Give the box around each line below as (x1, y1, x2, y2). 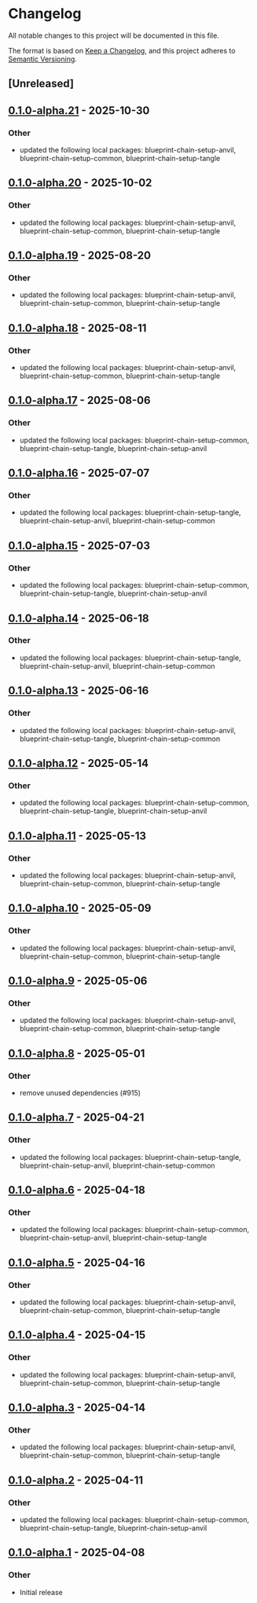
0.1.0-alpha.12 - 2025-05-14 (8, 756, 149, 770)
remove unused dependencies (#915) (19, 1088, 141, 1097)
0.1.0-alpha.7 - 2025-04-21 (8, 1111, 145, 1124)
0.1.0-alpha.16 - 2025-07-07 (8, 467, 150, 480)
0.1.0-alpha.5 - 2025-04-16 (8, 1256, 145, 1269)
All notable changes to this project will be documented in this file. (8, 31, 220, 40)
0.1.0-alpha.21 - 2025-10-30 (8, 104, 150, 117)
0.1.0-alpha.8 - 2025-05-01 (8, 1047, 145, 1060)
